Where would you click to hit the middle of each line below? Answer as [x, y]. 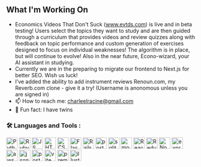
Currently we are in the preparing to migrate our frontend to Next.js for [102, 69]
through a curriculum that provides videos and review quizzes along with [105, 37]
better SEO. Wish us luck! [46, 75]
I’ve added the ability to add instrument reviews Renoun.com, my [95, 81]
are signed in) [32, 94]
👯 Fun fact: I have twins [44, 110]
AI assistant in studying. [44, 62]
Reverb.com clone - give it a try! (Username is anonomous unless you [101, 88]
